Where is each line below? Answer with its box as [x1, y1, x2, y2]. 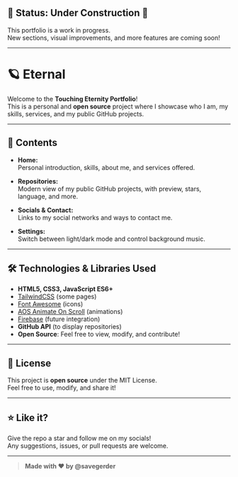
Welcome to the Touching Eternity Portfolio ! [7, 94, 138, 103]
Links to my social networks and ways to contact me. [17, 213, 173, 222]
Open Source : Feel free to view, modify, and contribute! [17, 330, 181, 339]
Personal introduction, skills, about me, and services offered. [17, 163, 195, 172]
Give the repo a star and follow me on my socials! [7, 434, 152, 442]
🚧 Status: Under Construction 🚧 [7, 7, 149, 19]
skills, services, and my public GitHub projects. [7, 109, 144, 118]
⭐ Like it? [7, 412, 48, 424]
